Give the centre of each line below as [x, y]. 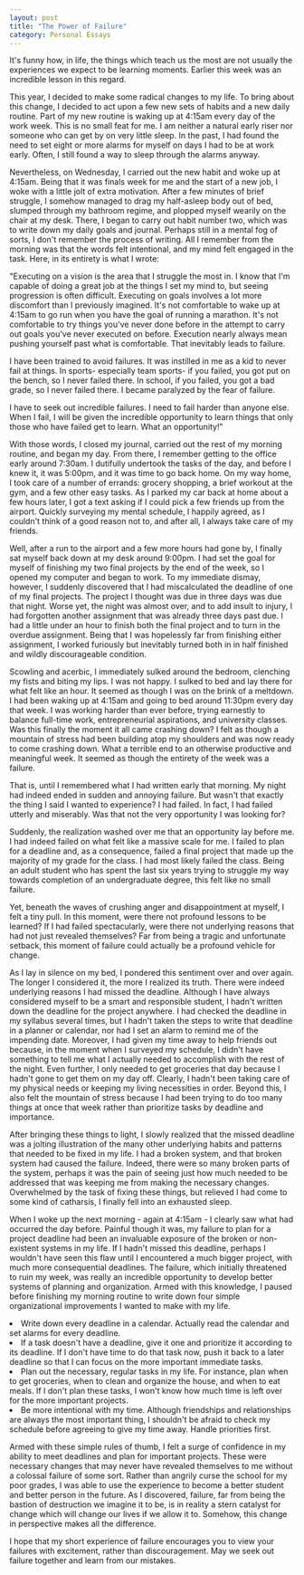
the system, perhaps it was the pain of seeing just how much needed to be [148, 1173]
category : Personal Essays [60, 34]
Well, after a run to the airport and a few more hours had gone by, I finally [146, 549]
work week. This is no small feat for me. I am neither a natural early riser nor [152, 126]
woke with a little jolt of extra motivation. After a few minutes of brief [137, 192]
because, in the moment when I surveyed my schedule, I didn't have [137, 1050]
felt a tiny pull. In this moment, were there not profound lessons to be [138, 917]
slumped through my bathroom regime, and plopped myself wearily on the [148, 211]
